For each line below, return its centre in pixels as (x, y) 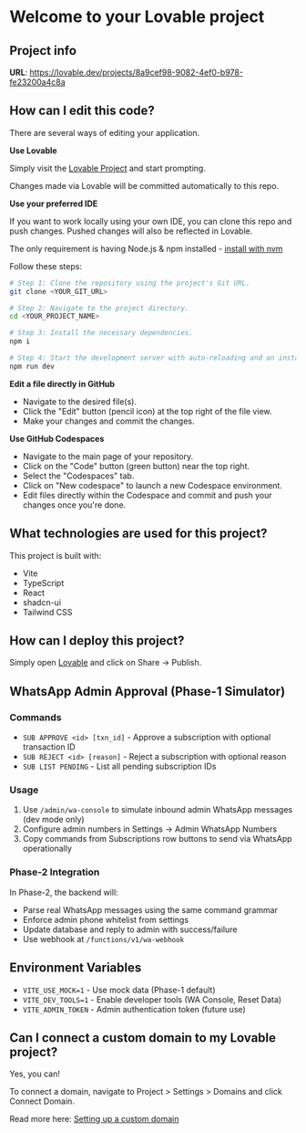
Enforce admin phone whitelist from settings (106, 919)
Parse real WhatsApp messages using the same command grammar (150, 909)
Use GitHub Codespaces (57, 438)
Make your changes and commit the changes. (108, 421)
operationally (47, 849)
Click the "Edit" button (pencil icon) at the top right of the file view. (147, 411)
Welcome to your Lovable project (137, 17)
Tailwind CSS (47, 612)
